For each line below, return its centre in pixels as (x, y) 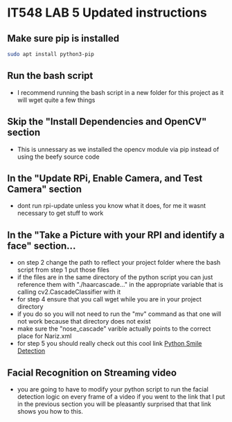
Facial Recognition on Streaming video (92, 372)
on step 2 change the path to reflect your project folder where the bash (119, 263)
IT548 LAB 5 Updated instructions (107, 13)
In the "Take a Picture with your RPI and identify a (116, 235)
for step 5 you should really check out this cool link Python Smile (109, 344)
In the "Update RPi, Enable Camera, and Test (105, 178)
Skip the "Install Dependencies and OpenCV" (107, 122)
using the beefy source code (58, 157)
